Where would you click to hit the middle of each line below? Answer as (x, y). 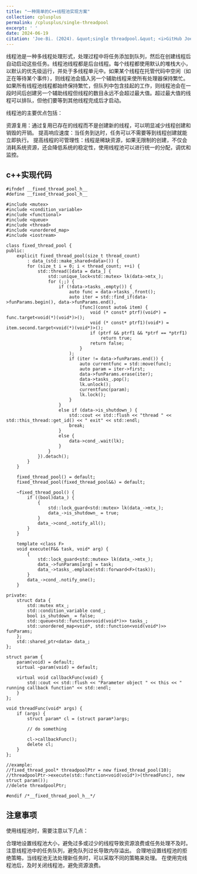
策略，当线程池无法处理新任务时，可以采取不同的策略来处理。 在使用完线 (99, 858)
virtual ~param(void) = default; (57, 667)
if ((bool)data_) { (51, 497)
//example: (19, 765)
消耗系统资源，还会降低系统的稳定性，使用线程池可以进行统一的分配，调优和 (98, 147)
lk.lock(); (93, 394)
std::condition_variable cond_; (67, 611)
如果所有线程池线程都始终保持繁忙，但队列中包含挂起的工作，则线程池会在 (96, 86)
